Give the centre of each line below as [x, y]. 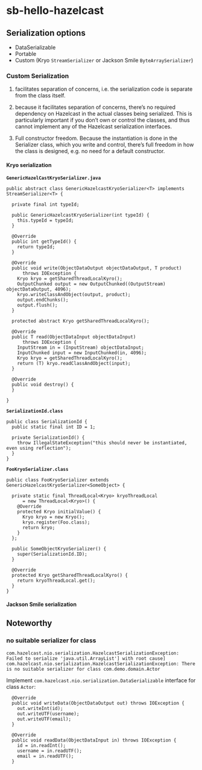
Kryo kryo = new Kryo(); [53, 517]
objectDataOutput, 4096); [39, 289]
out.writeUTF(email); [44, 719]
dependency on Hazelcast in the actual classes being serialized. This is [103, 114]
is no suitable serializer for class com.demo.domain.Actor [84, 669]
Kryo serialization [29, 165]
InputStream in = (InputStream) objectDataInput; [81, 347]
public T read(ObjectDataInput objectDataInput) [74, 337]
